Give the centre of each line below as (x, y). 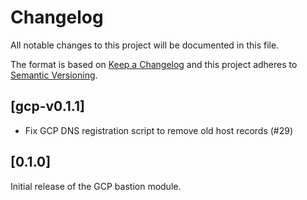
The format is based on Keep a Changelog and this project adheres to (154, 64)
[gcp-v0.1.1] (47, 106)
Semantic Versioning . (54, 75)
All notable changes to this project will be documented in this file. (145, 45)
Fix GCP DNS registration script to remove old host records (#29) (159, 130)
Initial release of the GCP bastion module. (96, 186)
